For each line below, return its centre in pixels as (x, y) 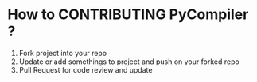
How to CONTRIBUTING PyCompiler (128, 15)
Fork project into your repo (63, 53)
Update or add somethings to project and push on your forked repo (129, 61)
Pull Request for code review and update (86, 69)
